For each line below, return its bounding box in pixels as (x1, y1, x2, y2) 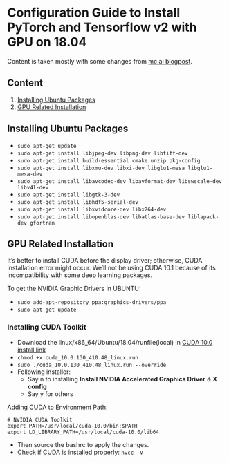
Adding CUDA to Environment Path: (7, 403, 108, 411)
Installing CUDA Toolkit (7, 323, 86, 332)
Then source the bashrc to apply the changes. (17, 440, 149, 448)
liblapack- (187, 213, 219, 220)
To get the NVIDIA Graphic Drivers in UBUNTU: (7, 285, 141, 293)
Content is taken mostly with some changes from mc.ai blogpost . (7, 57, 192, 65)
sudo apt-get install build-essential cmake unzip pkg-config (17, 157, 201, 164)
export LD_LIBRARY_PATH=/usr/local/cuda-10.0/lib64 (7, 428, 159, 435)
